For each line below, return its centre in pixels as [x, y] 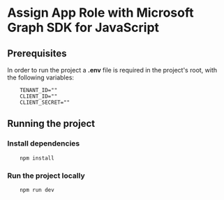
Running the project [51, 124]
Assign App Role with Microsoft [100, 13]
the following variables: [41, 77]
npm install [37, 158]
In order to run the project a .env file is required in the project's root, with [112, 70]
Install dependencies [44, 144]
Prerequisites [37, 53]
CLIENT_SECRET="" [45, 102]
